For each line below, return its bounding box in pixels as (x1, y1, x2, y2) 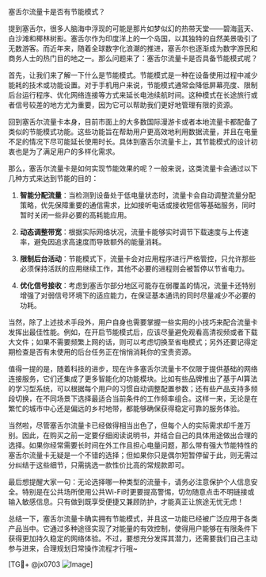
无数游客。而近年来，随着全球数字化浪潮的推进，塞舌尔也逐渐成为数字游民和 (8, 44, 258, 53)
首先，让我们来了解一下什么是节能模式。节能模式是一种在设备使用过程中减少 (8, 71, 258, 79)
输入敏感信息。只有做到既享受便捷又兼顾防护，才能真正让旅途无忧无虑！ (8, 497, 244, 506)
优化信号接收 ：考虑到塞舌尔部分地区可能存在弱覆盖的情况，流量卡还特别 (19, 281, 256, 290)
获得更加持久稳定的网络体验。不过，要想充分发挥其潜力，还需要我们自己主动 (8, 534, 258, 543)
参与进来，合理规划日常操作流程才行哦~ (8, 544, 139, 553)
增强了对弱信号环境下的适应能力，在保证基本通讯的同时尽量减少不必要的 (19, 290, 256, 300)
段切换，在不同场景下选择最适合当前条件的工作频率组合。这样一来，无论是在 (8, 394, 258, 403)
